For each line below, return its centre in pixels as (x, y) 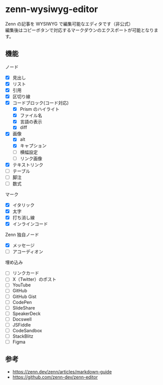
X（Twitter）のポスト (34, 279)
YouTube (22, 285)
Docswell (22, 319)
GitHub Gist (24, 296)
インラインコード (30, 224)
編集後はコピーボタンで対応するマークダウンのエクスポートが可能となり (80, 30)
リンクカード (26, 273)
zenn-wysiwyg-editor (52, 9)
